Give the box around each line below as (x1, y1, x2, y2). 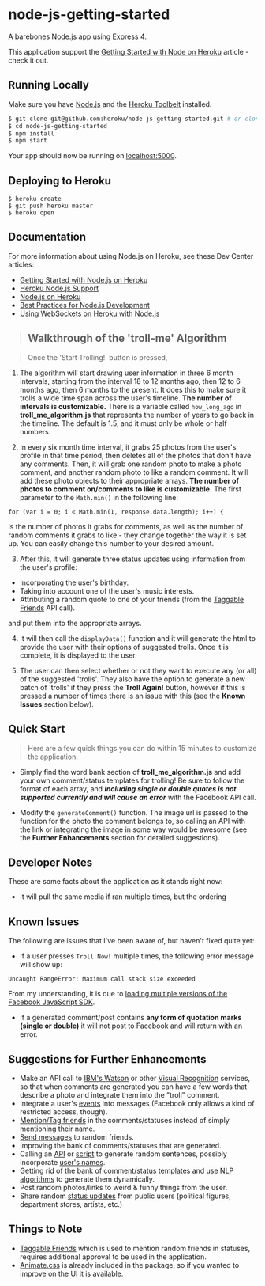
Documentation (8, 230, 87, 244)
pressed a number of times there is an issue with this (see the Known (19, 691, 246, 700)
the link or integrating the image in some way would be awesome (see (19, 825, 248, 834)
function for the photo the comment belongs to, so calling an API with (19, 816, 246, 825)
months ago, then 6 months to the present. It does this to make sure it (19, 385, 247, 394)
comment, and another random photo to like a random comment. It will (19, 467, 249, 476)
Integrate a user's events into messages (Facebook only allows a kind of (19, 1098, 255, 1108)
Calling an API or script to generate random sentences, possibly (19, 1149, 227, 1159)
